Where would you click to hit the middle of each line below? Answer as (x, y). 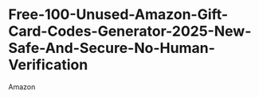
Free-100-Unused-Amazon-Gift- (118, 15)
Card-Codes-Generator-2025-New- (130, 31)
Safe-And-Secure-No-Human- (112, 48)
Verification (48, 65)
